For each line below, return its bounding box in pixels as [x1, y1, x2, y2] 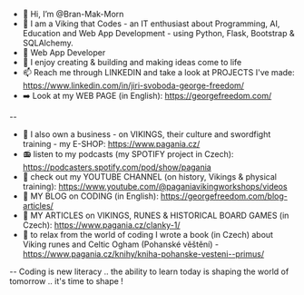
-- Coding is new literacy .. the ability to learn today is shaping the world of [9, 266, 289, 277]
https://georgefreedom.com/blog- [160, 191, 288, 202]
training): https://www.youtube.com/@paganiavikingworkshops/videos [22, 182, 288, 192]
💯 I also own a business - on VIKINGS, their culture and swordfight [22, 129, 271, 140]
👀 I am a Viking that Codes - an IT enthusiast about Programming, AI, [22, 18, 280, 29]
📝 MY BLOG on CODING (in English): [22, 191, 159, 202]
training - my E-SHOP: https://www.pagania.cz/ [22, 139, 201, 149]
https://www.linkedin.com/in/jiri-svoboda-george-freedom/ [22, 80, 245, 91]
